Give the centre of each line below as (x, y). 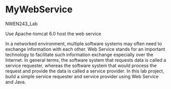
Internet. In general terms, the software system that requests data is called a (86, 60)
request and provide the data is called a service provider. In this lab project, (85, 71)
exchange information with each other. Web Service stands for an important (85, 49)
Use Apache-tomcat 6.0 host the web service (53, 33)
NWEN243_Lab (22, 24)
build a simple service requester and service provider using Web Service (82, 76)
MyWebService (39, 10)
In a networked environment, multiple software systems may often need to (84, 43)
